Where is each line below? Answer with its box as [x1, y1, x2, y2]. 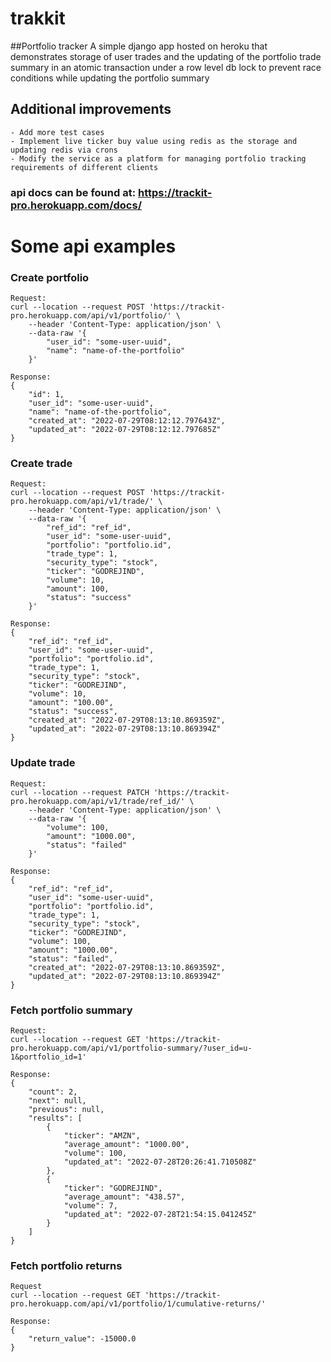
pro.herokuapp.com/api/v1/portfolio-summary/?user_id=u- [10, 1043, 253, 1054]
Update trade [10, 756, 76, 770]
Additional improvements [10, 101, 172, 118]
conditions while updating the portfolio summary [10, 72, 210, 84]
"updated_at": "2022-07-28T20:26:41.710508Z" [63, 1157, 257, 1167]
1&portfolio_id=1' [10, 1052, 87, 1062]
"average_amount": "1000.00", [63, 1140, 190, 1150]
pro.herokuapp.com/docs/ [10, 198, 142, 212]
